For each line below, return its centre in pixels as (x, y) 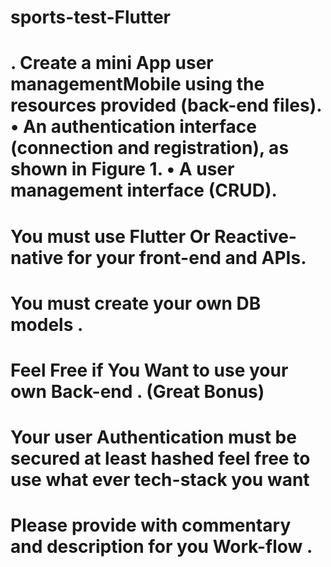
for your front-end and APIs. (187, 257)
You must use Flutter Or (110, 236)
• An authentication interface (133, 127)
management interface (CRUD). (144, 190)
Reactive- (255, 236)
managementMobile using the (137, 84)
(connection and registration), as (150, 148)
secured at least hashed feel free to (160, 458)
